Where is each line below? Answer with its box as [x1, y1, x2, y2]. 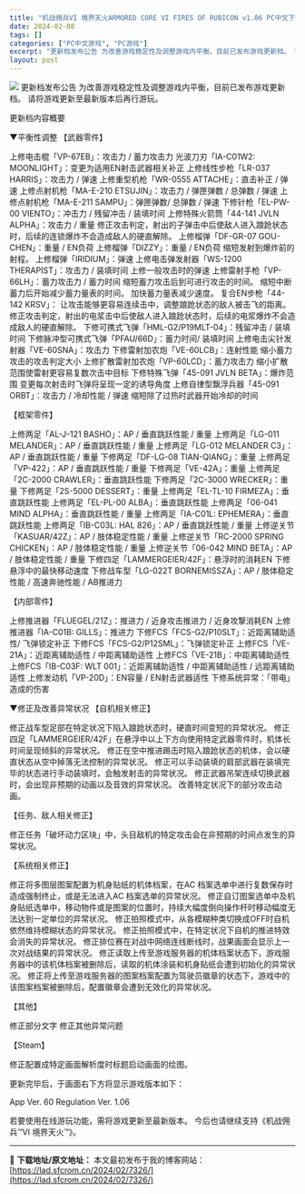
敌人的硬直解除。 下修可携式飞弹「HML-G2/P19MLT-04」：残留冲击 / [16, 322, 273, 332]
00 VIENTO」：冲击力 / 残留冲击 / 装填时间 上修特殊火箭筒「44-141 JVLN [9, 208, 280, 218]
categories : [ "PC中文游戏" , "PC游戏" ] [9, 38, 148, 48]
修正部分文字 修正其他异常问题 [9, 1020, 123, 1031]
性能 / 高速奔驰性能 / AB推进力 [9, 577, 123, 587]
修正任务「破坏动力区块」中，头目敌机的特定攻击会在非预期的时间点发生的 [9, 829, 288, 840]
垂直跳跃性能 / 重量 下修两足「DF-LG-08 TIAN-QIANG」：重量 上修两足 [26, 451, 290, 462]
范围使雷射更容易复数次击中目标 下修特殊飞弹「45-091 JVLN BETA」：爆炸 [9, 368, 287, 378]
